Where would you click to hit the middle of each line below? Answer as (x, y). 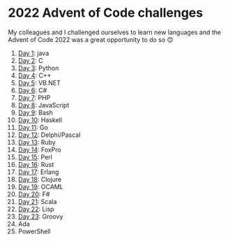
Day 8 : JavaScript (44, 105)
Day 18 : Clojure (40, 179)
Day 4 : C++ (35, 75)
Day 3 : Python (38, 68)
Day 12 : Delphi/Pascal (49, 135)
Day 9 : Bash (35, 112)
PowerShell (34, 231)
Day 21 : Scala (37, 201)
